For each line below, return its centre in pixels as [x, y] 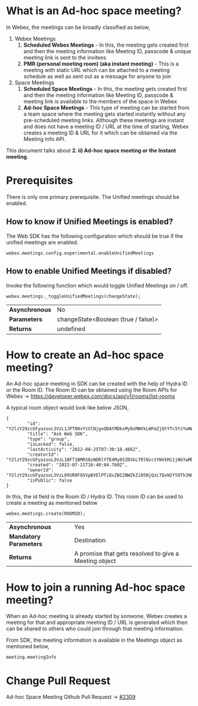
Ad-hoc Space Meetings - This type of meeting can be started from [106, 107]
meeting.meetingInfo [32, 657]
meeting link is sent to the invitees [65, 57]
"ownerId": [41, 470]
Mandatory [25, 537]
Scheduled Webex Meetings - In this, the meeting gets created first [106, 45]
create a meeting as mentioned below [52, 503]
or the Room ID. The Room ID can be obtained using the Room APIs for [92, 390]
